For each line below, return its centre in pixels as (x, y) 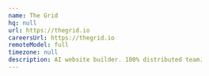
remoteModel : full (38, 45)
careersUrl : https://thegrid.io (61, 38)
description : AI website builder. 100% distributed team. (106, 60)
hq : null (23, 23)
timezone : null (33, 52)
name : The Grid (33, 15)
